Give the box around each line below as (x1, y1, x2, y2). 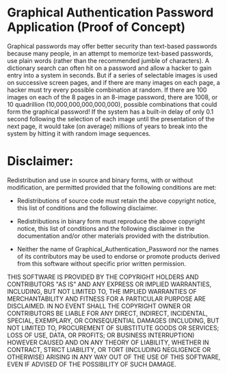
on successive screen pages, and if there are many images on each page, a (7, 78, 220, 86)
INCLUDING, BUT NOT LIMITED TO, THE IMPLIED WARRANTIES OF (7, 287, 197, 295)
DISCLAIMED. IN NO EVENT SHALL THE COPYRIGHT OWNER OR (7, 301, 191, 310)
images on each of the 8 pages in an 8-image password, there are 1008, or (7, 92, 218, 101)
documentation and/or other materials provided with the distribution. (16, 232, 210, 240)
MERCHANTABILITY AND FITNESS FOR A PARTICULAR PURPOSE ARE (7, 295, 206, 303)
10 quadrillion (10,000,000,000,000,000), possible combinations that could (7, 100, 217, 108)
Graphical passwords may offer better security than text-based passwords (7, 42, 217, 50)
